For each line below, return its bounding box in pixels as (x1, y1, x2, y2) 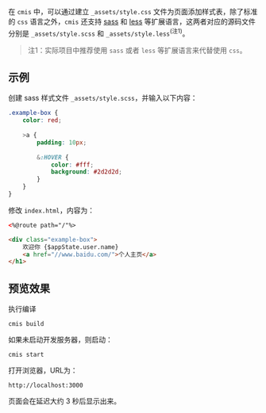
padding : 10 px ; (37, 138, 87, 147)
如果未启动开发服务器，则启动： (8, 335, 113, 345)
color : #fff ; (50, 161, 94, 169)
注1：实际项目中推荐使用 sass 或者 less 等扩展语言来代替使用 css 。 (27, 45, 247, 55)
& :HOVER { (37, 153, 69, 161)
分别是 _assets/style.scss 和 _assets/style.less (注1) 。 (8, 27, 190, 38)
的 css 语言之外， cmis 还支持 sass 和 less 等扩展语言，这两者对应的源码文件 (8, 17, 256, 26)
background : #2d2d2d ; (50, 168, 123, 176)
